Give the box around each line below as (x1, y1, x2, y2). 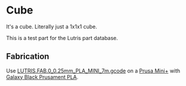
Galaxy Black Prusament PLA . (6, 73, 79, 80)
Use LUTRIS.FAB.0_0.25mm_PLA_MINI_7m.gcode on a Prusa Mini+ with (6, 67, 181, 74)
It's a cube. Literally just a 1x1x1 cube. (6, 23, 98, 30)
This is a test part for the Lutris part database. (6, 34, 118, 41)
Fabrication (6, 51, 49, 62)
